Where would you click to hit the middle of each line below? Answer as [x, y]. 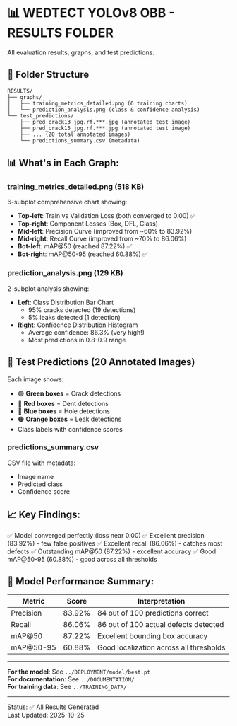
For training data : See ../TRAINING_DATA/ [67, 687]
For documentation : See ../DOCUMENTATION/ [71, 679]
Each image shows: [36, 379]
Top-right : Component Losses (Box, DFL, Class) [88, 224]
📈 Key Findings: [44, 515]
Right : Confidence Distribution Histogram [78, 325]
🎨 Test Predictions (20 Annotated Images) [101, 362]
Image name [36, 476]
